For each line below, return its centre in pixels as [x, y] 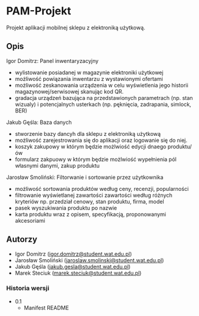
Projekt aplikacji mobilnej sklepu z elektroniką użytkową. [76, 28]
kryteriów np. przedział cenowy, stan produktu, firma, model [89, 201]
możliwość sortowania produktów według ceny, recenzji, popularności [102, 189]
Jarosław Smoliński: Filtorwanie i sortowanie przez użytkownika [85, 177]
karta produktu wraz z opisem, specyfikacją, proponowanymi [91, 214]
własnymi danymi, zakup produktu [57, 165]
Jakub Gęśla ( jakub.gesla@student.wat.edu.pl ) [73, 266]
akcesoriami [30, 220]
